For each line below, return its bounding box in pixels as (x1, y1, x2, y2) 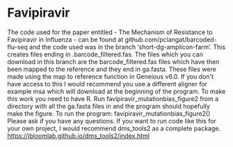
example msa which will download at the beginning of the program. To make (7, 87, 226, 95)
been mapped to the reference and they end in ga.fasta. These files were (7, 65, 217, 73)
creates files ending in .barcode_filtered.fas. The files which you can (7, 50, 203, 59)
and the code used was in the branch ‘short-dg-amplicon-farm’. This (29, 42, 226, 51)
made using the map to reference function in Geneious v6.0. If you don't (7, 72, 214, 81)
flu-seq (7, 42, 28, 51)
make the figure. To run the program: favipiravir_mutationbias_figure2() (7, 109, 211, 118)
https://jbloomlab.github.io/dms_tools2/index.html (7, 131, 150, 140)
